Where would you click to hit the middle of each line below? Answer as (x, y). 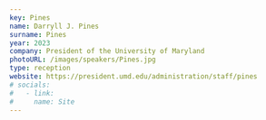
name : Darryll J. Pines (54, 26)
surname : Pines (38, 34)
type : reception (40, 69)
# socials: (30, 85)
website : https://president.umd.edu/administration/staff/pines (133, 77)
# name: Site (42, 102)
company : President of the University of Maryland (107, 51)
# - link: (32, 93)
